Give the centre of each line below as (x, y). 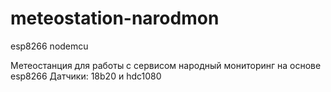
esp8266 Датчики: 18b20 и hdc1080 (86, 76)
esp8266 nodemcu (49, 46)
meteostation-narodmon (115, 18)
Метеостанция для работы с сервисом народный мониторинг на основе (166, 65)
